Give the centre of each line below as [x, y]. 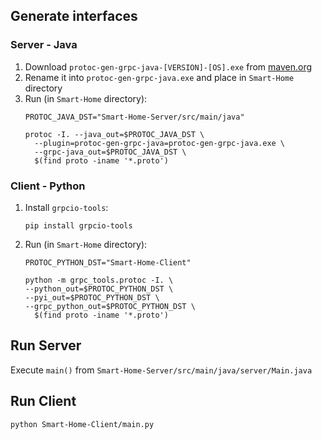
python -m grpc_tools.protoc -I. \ [99, 280]
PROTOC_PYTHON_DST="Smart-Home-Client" [108, 262]
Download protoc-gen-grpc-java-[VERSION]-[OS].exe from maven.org [168, 66]
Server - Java [44, 45]
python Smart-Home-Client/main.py [82, 424]
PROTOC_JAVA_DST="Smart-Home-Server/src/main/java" [134, 117]
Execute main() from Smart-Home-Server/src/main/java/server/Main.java [161, 370]
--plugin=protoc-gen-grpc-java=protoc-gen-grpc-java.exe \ [160, 143]
